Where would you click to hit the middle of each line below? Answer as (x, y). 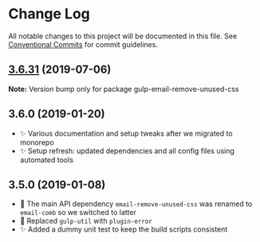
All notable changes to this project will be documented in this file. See (123, 36)
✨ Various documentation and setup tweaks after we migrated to (126, 133)
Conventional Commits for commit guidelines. (83, 44)
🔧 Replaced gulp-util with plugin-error (86, 221)
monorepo (37, 142)
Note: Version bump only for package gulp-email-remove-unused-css (124, 89)
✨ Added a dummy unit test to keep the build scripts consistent (124, 229)
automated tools (47, 160)
